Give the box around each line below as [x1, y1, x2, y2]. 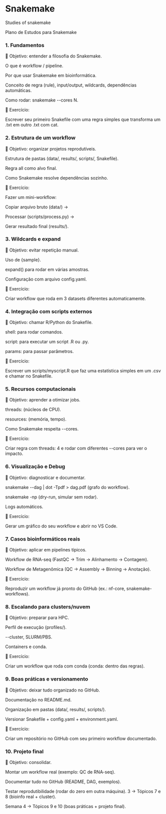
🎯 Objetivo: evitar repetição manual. [5, 247, 79, 253]
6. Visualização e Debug [5, 463, 65, 470]
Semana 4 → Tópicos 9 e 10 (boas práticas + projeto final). [5, 803, 126, 809]
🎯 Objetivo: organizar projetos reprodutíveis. [5, 145, 96, 151]
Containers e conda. [5, 643, 47, 650]
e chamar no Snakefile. [5, 373, 52, 379]
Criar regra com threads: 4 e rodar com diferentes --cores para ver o [5, 445, 147, 451]
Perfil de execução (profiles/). [5, 624, 66, 630]
